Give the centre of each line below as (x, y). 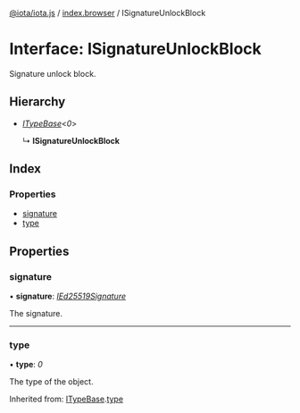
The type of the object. (51, 382)
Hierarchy (37, 102)
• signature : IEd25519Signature (68, 296)
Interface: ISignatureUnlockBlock (135, 49)
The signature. (36, 314)
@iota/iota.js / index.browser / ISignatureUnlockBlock (108, 13)
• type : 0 (26, 365)
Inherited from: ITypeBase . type (66, 399)
